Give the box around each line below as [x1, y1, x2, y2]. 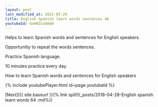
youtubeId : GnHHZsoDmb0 [5, 21, 54, 26]
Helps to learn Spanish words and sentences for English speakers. [5, 35, 140, 40]
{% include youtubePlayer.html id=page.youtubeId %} [5, 82, 115, 88]
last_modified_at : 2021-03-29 [5, 12, 68, 17]
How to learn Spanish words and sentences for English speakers [5, 72, 137, 79]
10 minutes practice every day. [5, 63, 68, 69]
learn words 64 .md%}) [5, 97, 53, 103]
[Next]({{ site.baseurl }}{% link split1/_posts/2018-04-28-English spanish [5, 92, 154, 98]
